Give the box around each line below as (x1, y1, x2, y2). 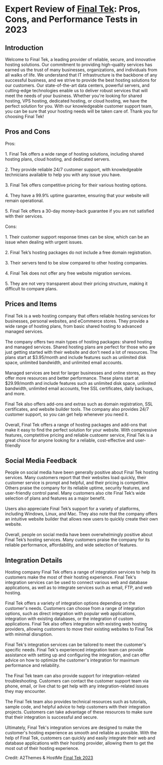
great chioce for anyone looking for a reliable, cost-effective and (5, 437, 134, 443)
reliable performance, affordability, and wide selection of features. (5, 542, 138, 548)
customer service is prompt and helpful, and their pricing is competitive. (5, 480, 150, 486)
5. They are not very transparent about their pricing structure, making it (5, 281, 148, 286)
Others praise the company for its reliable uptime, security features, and (5, 485, 149, 491)
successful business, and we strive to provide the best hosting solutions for (5, 77, 157, 83)
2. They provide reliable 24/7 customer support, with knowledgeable (5, 166, 143, 172)
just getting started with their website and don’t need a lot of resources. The (5, 349, 158, 355)
